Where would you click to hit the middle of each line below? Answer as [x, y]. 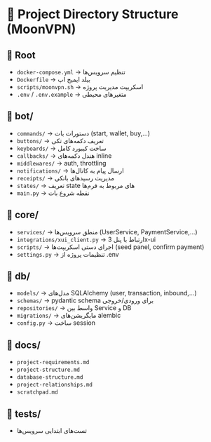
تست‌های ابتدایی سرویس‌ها [52, 431]
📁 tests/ [24, 414]
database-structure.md [50, 377]
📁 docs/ [24, 345]
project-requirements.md [53, 363]
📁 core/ [23, 215]
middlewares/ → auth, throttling [61, 163]
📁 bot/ [20, 116]
